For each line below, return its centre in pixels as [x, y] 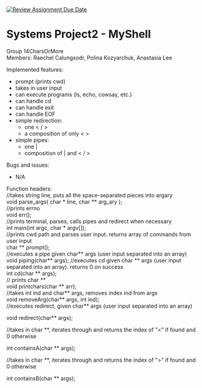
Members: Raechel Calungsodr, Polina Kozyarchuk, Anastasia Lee [89, 58]
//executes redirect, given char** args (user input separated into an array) [99, 306]
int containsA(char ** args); [41, 348]
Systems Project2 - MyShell [79, 34]
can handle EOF [35, 114]
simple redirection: [39, 120]
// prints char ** [26, 280]
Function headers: [29, 188]
